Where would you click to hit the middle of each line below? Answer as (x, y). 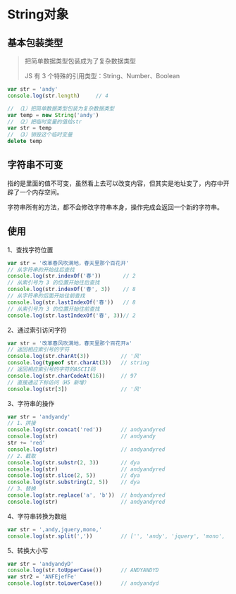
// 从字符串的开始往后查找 (41, 270)
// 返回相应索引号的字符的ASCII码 (51, 369)
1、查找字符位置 (30, 249)
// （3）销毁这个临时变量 (40, 135)
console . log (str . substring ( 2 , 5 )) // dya (74, 482)
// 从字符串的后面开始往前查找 (46, 296)
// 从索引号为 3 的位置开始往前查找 (54, 309)
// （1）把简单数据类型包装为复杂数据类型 (61, 109)
